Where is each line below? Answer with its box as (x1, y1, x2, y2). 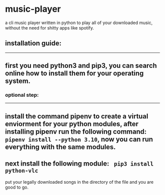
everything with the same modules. (5, 142, 116, 151)
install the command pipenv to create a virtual (5, 112, 148, 120)
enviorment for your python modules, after (5, 119, 139, 128)
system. (5, 77, 31, 85)
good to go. (5, 184, 28, 190)
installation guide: (5, 39, 62, 48)
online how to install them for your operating (5, 69, 144, 78)
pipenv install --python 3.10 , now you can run (5, 135, 153, 143)
